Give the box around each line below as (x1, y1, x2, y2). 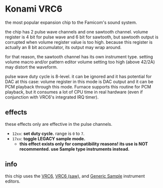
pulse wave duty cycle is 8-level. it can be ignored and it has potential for (5, 73, 152, 79)
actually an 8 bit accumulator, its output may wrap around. (5, 44, 122, 50)
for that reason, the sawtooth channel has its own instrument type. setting (5, 53, 153, 59)
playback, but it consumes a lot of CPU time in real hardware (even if (5, 89, 143, 95)
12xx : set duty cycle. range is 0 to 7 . (12, 130, 85, 137)
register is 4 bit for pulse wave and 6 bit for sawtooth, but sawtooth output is (5, 34, 159, 40)
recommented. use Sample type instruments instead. (19, 146, 130, 152)
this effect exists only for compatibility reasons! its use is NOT (19, 141, 148, 147)
